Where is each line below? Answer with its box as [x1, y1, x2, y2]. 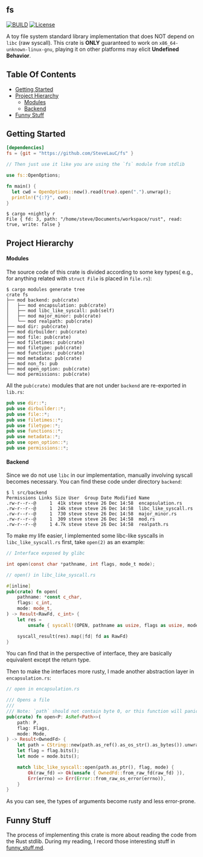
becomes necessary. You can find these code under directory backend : [6, 478, 182, 485]
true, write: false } [6, 222, 61, 228]
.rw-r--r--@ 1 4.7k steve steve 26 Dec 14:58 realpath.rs [6, 522, 169, 528]
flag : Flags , [17, 725, 50, 731]
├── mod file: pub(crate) [6, 334, 71, 341]
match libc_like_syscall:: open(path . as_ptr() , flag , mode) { [17, 764, 174, 770]
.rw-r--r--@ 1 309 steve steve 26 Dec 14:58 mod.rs [6, 516, 155, 522]
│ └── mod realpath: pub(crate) [6, 318, 94, 324]
